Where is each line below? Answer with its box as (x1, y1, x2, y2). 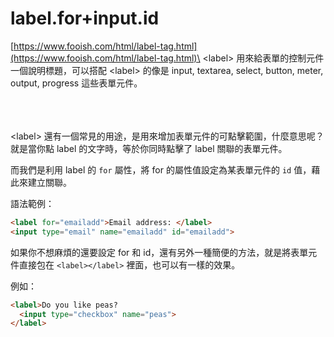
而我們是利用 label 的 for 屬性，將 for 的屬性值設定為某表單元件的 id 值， (10, 163, 312, 176)
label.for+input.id (10, 7, 160, 30)
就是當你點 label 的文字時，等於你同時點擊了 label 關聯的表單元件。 (10, 142, 288, 154)
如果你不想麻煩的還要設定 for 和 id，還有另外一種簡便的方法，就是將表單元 (10, 246, 318, 258)
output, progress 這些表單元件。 (10, 77, 143, 89)
